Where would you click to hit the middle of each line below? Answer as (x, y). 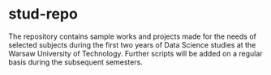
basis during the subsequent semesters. (76, 62)
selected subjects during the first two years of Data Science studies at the (132, 44)
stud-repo (43, 14)
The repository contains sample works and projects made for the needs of (133, 36)
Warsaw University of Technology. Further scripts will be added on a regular (135, 53)
